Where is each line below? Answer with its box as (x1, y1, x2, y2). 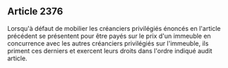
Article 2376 (7, 6, 64, 18)
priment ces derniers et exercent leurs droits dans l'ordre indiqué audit (7, 46, 213, 55)
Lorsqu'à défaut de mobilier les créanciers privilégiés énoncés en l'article (7, 24, 221, 32)
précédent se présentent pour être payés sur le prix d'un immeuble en (7, 32, 212, 40)
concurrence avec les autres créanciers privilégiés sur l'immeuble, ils (7, 39, 209, 48)
